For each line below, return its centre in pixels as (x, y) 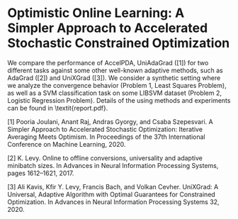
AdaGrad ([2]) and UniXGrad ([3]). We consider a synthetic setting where (114, 78)
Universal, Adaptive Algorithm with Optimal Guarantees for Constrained (112, 194)
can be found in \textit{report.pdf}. (58, 108)
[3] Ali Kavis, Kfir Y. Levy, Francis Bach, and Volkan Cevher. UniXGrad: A (113, 186)
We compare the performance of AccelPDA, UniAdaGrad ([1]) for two (108, 62)
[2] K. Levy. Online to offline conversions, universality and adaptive (105, 158)
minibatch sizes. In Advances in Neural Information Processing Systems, (113, 165)
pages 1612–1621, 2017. (41, 173)
